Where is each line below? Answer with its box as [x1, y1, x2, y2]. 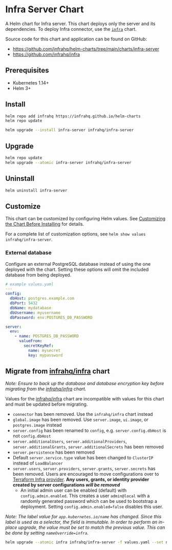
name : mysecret [28, 348, 60, 353]
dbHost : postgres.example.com [10, 296, 74, 301]
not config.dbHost [12, 433, 51, 439]
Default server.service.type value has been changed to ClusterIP [12, 455, 154, 461]
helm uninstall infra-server [5, 188, 68, 193]
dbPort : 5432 [10, 301, 38, 306]
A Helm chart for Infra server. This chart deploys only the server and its [5, 20, 156, 27]
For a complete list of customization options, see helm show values [5, 231, 146, 237]
